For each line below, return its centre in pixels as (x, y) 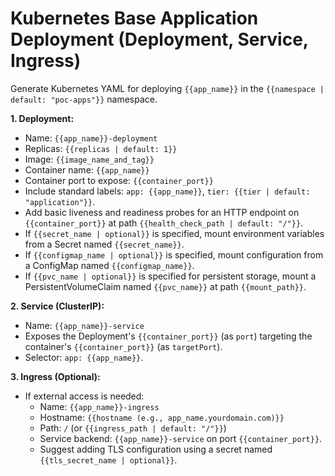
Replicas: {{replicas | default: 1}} (101, 148)
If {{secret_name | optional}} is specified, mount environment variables (174, 233)
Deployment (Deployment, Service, (159, 39)
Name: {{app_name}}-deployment (91, 138)
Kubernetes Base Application (134, 18)
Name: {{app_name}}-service (84, 325)
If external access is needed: (84, 396)
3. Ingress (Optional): (55, 376)
